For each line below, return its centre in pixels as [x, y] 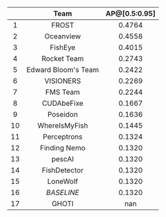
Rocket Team [62, 59]
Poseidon [62, 114]
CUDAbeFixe [63, 103]
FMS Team [63, 92]
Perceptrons [62, 137]
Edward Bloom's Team [63, 70]
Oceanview [63, 36]
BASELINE [62, 193]
